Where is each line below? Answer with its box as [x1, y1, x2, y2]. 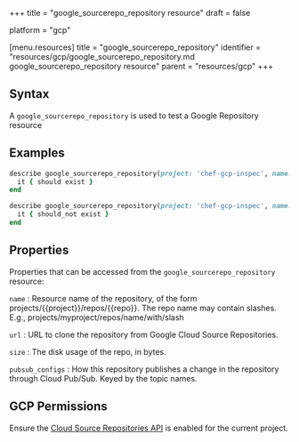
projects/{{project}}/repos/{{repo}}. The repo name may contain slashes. [9, 302, 278, 313]
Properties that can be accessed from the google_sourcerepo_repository [9, 266, 276, 277]
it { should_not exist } [17, 210, 109, 219]
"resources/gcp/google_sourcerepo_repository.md [9, 52, 196, 61]
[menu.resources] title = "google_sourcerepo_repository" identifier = [9, 42, 261, 52]
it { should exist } [17, 177, 93, 186]
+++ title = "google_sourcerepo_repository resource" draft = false [9, 8, 251, 18]
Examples [9, 146, 65, 161]
